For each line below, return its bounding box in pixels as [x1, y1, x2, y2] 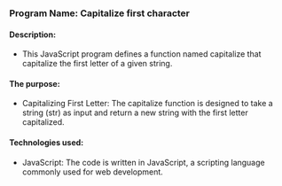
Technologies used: [9, 136, 84, 148]
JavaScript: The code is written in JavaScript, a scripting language [21, 157, 265, 167]
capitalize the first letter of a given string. [21, 58, 173, 69]
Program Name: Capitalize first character [9, 7, 191, 19]
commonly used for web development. [21, 167, 164, 177]
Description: [9, 29, 56, 40]
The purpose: [9, 78, 60, 89]
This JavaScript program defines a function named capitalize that [21, 49, 262, 59]
